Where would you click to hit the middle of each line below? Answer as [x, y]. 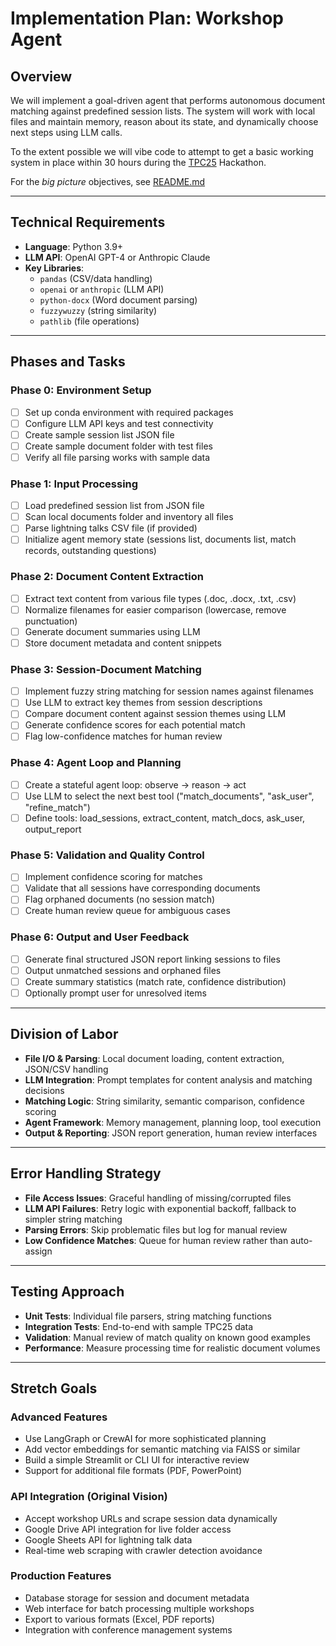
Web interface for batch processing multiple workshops [139, 1608]
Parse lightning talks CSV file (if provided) [111, 528]
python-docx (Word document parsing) [118, 299]
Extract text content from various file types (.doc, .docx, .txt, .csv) [160, 598]
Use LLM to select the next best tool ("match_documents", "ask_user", [169, 796]
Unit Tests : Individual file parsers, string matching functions [148, 1316]
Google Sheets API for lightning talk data [108, 1539]
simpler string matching [73, 1219]
